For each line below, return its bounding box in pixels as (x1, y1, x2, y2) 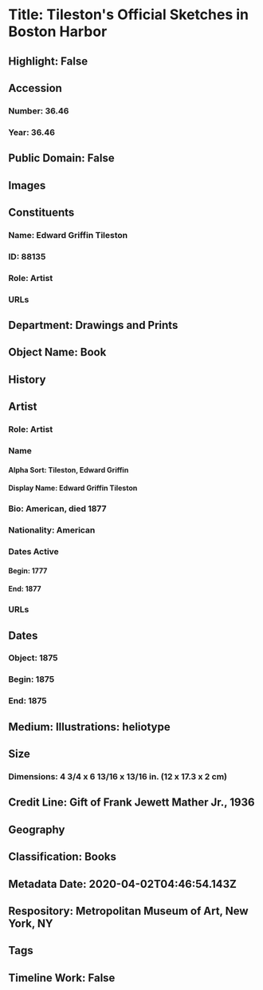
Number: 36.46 (8, 105, 69, 117)
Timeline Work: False (8, 971, 116, 984)
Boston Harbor (8, 22, 108, 41)
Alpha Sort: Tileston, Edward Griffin (8, 465, 129, 474)
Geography (8, 822, 65, 836)
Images (8, 178, 46, 192)
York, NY (8, 917, 53, 930)
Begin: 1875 (8, 674, 55, 685)
